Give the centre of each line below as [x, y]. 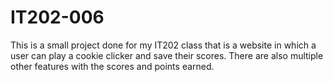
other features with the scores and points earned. [112, 66]
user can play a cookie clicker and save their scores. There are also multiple [167, 55]
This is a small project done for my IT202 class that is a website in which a [163, 45]
